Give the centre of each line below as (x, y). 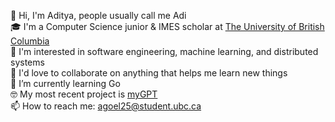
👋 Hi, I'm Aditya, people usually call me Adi (98, 15)
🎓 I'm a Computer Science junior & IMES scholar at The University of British (167, 26)
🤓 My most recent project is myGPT (84, 94)
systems (27, 62)
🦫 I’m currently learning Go (65, 83)
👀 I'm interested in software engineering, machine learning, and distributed (164, 51)
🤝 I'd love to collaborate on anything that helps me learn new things (149, 73)
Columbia (30, 41)
